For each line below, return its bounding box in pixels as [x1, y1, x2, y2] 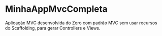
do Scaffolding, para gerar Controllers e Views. [5, 25, 100, 31]
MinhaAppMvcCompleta [5, 3, 108, 15]
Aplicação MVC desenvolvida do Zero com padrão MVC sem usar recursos [5, 20, 158, 26]
